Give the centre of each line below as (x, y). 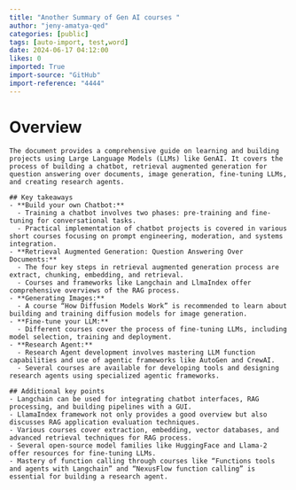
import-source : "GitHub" (55, 75)
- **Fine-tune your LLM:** (59, 321)
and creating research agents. (67, 182)
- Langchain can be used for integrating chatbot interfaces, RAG (134, 399)
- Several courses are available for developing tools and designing (148, 368)
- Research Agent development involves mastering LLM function (136, 352)
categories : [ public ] (49, 34)
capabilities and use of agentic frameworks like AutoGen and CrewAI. (142, 360)
